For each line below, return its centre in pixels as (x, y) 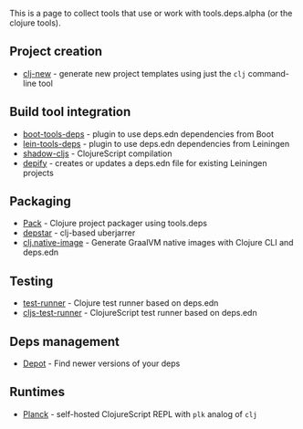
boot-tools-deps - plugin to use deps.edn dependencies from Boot (148, 134)
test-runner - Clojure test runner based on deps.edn (120, 303)
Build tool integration (70, 112)
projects (38, 173)
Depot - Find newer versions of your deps (101, 363)
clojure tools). (35, 23)
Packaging (40, 201)
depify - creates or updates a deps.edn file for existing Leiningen (145, 162)
